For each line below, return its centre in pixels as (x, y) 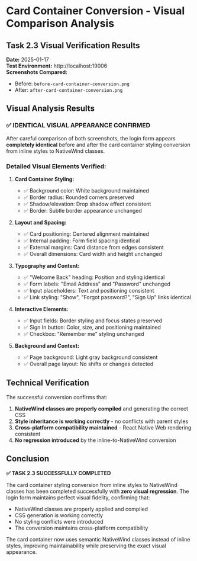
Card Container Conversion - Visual (96, 11)
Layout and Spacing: (41, 222)
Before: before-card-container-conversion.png (72, 84)
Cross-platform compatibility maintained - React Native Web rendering (103, 427)
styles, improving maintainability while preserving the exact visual (86, 546)
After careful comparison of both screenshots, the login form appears (91, 138)
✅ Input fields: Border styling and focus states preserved (93, 320)
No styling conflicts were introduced (59, 521)
